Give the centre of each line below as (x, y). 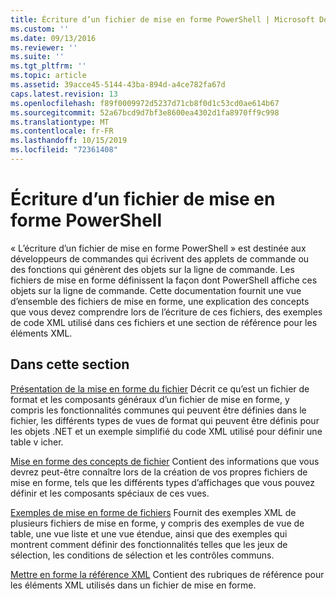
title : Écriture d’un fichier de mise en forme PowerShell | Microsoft (162, 19)
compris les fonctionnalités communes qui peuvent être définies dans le (158, 410)
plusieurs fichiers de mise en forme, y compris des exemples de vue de (157, 523)
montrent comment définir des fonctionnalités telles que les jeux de (149, 544)
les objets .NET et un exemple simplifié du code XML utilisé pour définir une (166, 431)
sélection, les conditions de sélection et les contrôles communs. (142, 555)
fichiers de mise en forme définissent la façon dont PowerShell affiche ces (164, 280)
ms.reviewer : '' (44, 47)
